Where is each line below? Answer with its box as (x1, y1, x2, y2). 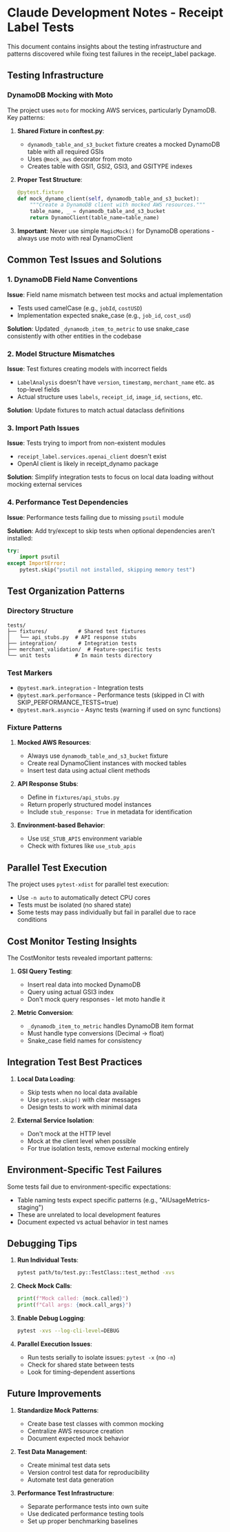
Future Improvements (7, 1388, 102, 1400)
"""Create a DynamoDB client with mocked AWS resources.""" (30, 201, 206, 208)
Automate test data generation (27, 1475, 114, 1484)
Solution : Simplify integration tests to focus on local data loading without (7, 473, 214, 481)
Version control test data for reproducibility (27, 1468, 150, 1476)
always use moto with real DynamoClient (17, 234, 133, 242)
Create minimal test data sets (27, 1460, 111, 1469)
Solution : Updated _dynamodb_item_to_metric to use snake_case (7, 324, 189, 332)
